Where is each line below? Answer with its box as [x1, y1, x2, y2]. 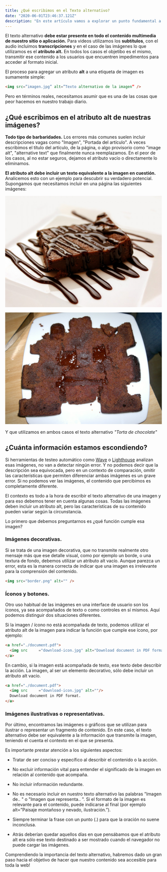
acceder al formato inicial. [5, 59, 59, 65]
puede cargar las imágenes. [12, 842, 70, 848]
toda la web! [5, 862, 31, 868]
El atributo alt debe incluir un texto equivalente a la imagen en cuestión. [5, 170, 156, 176]
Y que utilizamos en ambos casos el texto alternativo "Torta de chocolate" [5, 429, 158, 435]
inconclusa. [12, 822, 36, 828]
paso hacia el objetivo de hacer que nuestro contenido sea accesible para [5, 857, 157, 863]
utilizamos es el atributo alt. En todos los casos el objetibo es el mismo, [5, 49, 153, 55]
